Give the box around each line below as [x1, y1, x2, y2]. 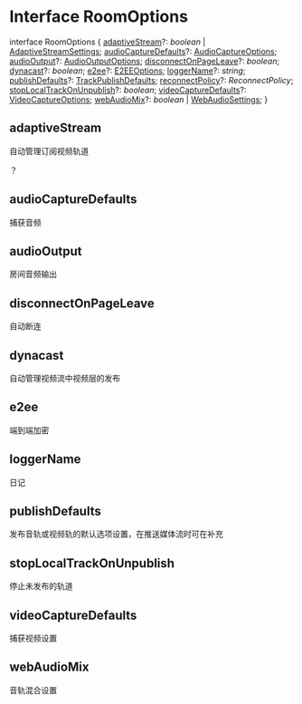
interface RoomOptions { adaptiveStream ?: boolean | [9, 36, 206, 47]
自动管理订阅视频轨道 [9, 145, 89, 156]
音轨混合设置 [9, 684, 57, 695]
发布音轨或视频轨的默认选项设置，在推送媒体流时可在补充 [9, 528, 223, 540]
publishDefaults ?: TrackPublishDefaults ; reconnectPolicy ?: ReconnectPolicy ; [9, 74, 294, 85]
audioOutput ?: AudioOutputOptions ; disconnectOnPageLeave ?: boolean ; [9, 55, 280, 66]
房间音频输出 [9, 269, 57, 280]
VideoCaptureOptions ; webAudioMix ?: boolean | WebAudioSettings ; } [9, 93, 269, 105]
